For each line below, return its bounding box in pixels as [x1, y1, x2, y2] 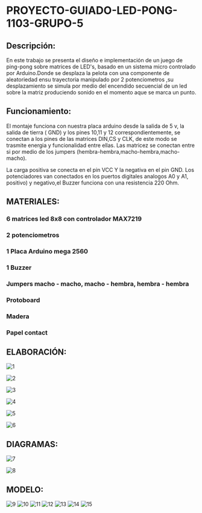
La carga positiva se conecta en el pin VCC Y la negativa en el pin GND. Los [6, 166, 195, 173]
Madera [6, 312, 30, 321]
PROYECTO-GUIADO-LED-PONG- [6, 4, 178, 18]
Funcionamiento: [6, 106, 71, 117]
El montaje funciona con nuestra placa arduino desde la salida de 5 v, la [6, 122, 185, 129]
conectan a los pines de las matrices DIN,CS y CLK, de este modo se [6, 135, 177, 142]
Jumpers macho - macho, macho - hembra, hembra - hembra [6, 279, 189, 288]
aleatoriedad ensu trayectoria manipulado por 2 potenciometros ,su [6, 76, 174, 83]
